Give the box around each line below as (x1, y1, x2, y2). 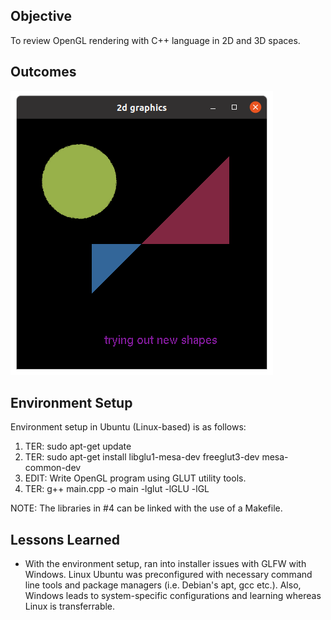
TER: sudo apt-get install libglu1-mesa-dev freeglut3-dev (24, 451, 260, 463)
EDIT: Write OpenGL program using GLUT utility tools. (24, 472, 247, 484)
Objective (10, 8, 73, 25)
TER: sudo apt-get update (24, 440, 132, 453)
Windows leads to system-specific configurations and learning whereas (24, 590, 322, 602)
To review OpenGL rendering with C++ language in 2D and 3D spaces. (10, 34, 301, 46)
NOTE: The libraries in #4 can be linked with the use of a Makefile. (10, 502, 283, 514)
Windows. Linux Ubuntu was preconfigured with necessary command (24, 569, 313, 581)
